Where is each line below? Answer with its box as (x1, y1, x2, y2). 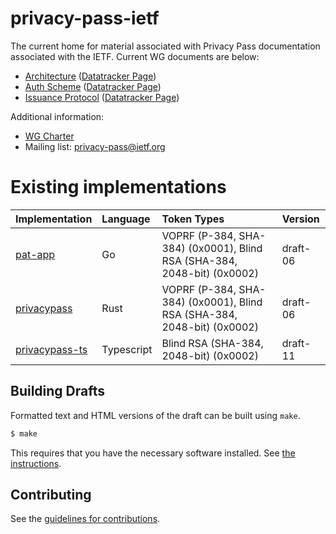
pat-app (15, 247, 56, 261)
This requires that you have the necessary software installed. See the (10, 447, 296, 459)
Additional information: (10, 110, 105, 122)
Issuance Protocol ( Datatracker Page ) (24, 91, 180, 103)
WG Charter (24, 130, 75, 142)
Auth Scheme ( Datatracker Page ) (24, 80, 162, 92)
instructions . (10, 457, 62, 469)
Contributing (10, 486, 92, 503)
